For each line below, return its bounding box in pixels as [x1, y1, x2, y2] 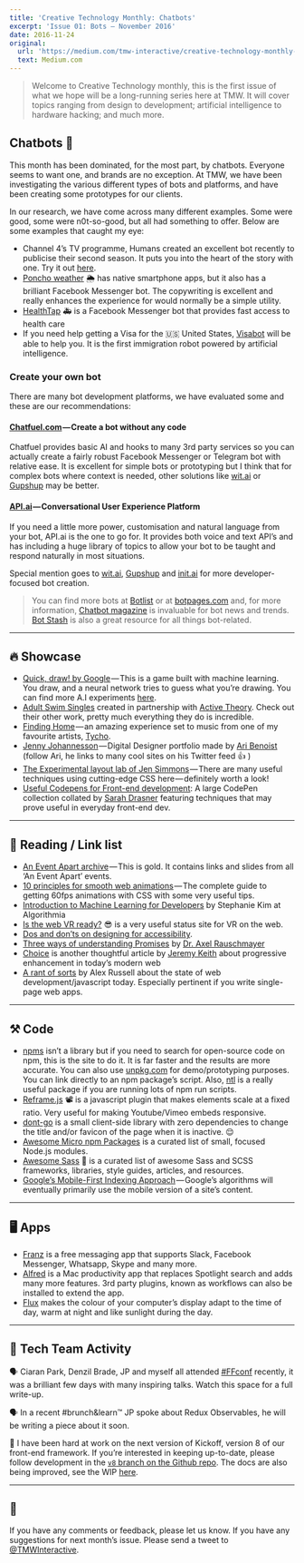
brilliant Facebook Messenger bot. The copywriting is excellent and [22, 285, 273, 296]
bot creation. [42, 577, 90, 588]
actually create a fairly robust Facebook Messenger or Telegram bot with [9, 451, 281, 463]
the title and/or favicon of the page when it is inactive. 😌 [22, 1126, 234, 1137]
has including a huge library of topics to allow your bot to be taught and [9, 541, 276, 552]
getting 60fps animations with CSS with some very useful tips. [22, 890, 255, 901]
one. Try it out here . [22, 262, 97, 273]
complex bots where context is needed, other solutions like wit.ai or [9, 471, 261, 482]
